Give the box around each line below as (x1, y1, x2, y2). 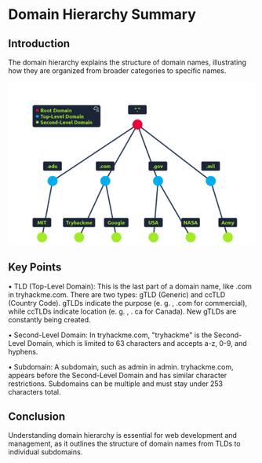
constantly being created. (8, 314, 92, 324)
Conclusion (8, 410, 66, 424)
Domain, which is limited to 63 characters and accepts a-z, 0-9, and (27, 338, 247, 347)
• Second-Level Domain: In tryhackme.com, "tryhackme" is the (8, 330, 213, 340)
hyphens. (8, 347, 38, 356)
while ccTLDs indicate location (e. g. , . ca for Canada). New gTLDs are (8, 307, 237, 316)
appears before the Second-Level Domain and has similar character (8, 370, 227, 380)
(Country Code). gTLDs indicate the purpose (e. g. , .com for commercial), (8, 298, 248, 307)
